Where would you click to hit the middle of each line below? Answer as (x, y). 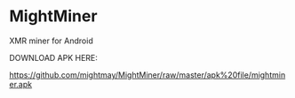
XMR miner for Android (51, 41)
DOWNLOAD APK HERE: (53, 57)
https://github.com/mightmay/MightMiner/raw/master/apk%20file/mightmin (147, 75)
